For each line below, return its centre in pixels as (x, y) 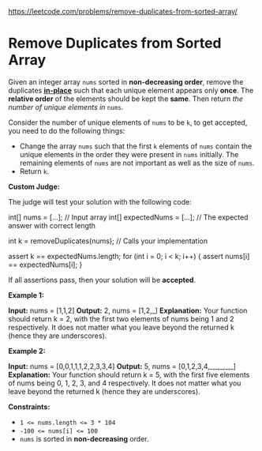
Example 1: (26, 295)
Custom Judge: (34, 186)
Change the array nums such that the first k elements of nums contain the (136, 146)
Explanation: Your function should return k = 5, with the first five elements (129, 374)
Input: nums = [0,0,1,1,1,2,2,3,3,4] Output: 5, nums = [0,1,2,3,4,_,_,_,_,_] (122, 366)
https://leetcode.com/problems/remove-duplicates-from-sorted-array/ (123, 11)
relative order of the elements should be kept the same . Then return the (125, 99)
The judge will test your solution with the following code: (100, 201)
